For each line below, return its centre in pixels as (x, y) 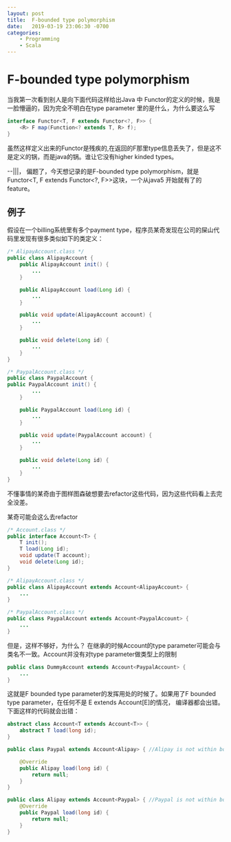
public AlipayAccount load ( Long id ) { (75, 290)
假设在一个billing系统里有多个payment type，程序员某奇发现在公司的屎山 (110, 230)
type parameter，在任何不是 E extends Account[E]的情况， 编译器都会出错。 (115, 702)
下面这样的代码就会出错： (43, 711)
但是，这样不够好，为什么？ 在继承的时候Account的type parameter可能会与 (114, 645)
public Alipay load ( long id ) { (64, 768)
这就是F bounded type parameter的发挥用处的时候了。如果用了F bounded (112, 694)
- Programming (40, 39)
